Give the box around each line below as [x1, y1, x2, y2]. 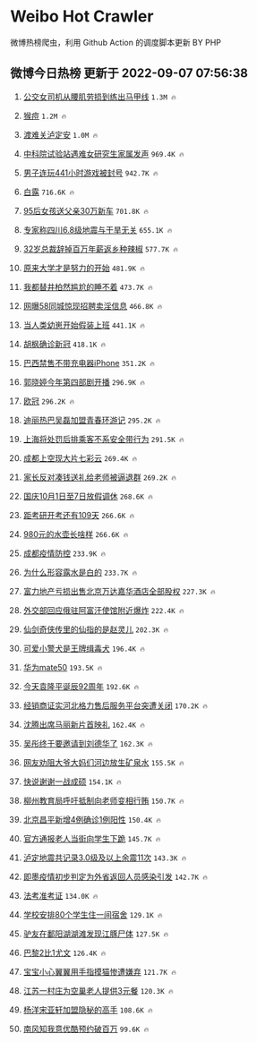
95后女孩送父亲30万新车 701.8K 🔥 [22, 205, 150, 216]
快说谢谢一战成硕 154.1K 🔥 [22, 776, 122, 787]
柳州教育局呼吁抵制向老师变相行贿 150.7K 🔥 [22, 795, 184, 806]
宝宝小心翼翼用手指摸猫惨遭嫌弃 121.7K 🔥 [22, 966, 177, 977]
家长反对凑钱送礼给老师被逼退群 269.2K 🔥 [22, 472, 177, 483]
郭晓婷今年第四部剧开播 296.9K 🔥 [22, 376, 146, 387]
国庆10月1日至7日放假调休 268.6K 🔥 [22, 491, 153, 501]
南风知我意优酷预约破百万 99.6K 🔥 [22, 1023, 150, 1034]
